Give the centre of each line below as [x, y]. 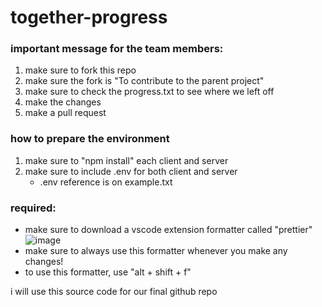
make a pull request [65, 113]
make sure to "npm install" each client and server [126, 160]
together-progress [89, 17]
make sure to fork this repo [80, 70]
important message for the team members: [117, 49]
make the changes [63, 102]
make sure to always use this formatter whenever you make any [156, 251]
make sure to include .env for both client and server [131, 171]
